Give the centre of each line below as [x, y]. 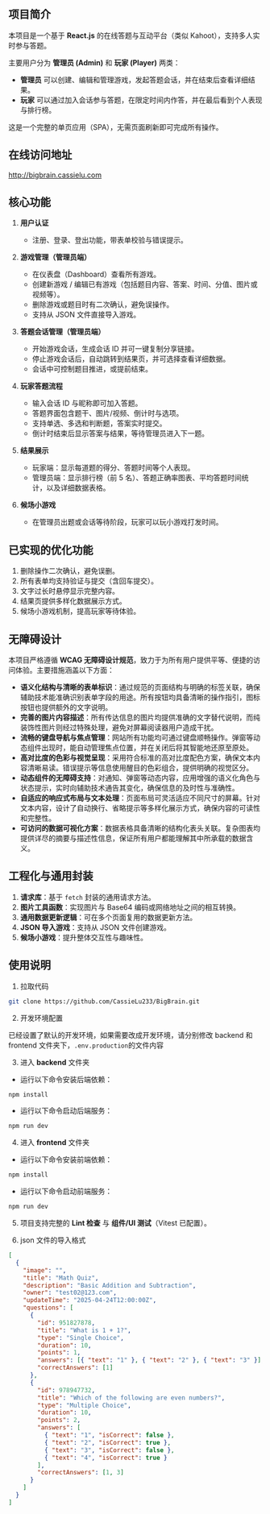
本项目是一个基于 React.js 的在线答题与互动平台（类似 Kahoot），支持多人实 [134, 35]
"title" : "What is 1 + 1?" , [84, 1330]
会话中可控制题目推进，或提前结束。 [92, 369]
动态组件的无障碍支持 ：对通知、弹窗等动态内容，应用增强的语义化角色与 [140, 778]
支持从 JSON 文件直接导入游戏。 [86, 315]
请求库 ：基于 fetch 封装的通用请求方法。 [87, 897]
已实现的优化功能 [51, 550]
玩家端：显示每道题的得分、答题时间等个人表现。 [113, 468]
